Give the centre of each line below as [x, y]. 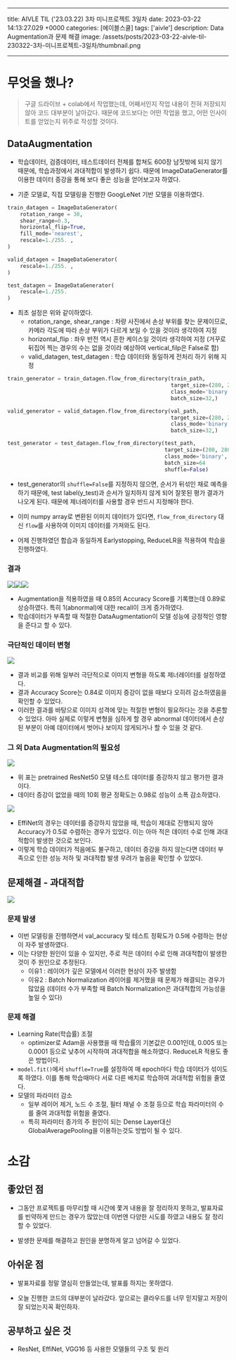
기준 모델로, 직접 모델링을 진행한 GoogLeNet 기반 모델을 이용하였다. [111, 194]
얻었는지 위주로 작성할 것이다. [78, 121]
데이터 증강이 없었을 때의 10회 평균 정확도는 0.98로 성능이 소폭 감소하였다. [119, 795]
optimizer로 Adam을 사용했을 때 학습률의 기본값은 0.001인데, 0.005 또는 [128, 1042]
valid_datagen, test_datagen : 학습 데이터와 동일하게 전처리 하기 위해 [124, 357]
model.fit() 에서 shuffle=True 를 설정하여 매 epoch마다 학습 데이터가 [113, 1069]
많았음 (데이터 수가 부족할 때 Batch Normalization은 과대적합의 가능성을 [127, 988]
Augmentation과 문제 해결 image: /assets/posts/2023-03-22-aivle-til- [107, 37]
